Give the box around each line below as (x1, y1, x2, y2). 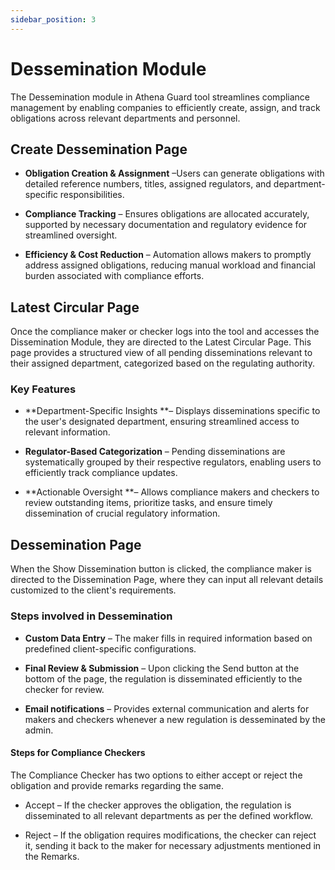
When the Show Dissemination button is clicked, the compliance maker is (10, 563, 312, 575)
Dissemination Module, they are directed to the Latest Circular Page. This (10, 336, 312, 348)
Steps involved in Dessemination (10, 609, 173, 623)
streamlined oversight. (24, 229, 118, 241)
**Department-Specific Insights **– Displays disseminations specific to (24, 405, 321, 417)
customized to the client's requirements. (10, 584, 177, 596)
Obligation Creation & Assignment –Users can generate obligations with (24, 167, 325, 180)
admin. (24, 724, 54, 736)
